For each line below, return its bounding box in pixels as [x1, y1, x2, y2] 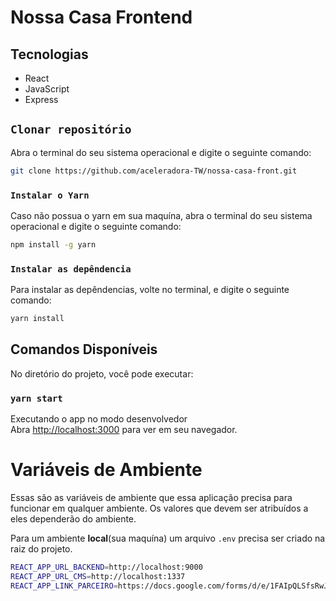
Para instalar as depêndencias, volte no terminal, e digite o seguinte [10, 284, 290, 296]
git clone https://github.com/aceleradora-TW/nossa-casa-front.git [10, 166, 298, 176]
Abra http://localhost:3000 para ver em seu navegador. [10, 424, 238, 436]
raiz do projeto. [10, 543, 73, 555]
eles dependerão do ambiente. [10, 513, 137, 525]
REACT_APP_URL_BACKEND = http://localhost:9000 [10, 562, 203, 573]
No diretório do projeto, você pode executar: [10, 367, 194, 380]
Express [24, 94, 59, 105]
